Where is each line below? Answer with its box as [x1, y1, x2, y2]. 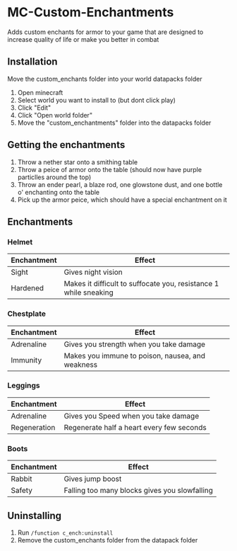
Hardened [11, 283, 44, 293]
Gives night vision [63, 267, 123, 277]
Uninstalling [7, 509, 62, 521]
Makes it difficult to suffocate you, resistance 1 [63, 279, 219, 289]
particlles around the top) [17, 173, 92, 181]
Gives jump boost [63, 474, 122, 484]
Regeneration [11, 422, 56, 432]
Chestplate [7, 309, 47, 319]
